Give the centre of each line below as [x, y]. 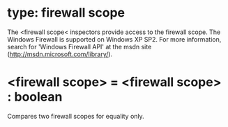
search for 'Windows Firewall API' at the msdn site [79, 46]
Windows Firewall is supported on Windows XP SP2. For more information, [114, 39]
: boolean [35, 97]
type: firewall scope [66, 13]
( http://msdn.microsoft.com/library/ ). [60, 54]
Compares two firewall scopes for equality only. [76, 116]
